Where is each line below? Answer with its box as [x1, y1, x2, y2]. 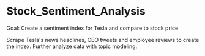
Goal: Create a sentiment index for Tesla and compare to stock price [6, 24, 179, 32]
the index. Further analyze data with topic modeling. [6, 43, 138, 50]
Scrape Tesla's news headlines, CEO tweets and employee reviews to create [6, 36, 199, 43]
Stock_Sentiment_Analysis [6, 4, 146, 18]
